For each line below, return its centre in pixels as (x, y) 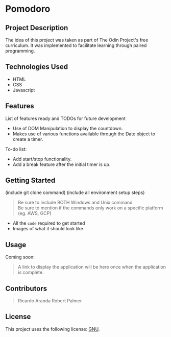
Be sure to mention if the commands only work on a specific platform (90, 208)
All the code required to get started (49, 223)
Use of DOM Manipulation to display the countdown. (68, 128)
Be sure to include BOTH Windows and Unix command (75, 203)
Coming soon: (20, 257)
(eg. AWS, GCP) (34, 213)
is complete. (31, 272)
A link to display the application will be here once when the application (92, 267)
